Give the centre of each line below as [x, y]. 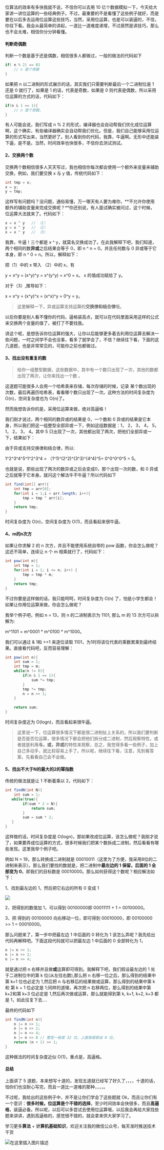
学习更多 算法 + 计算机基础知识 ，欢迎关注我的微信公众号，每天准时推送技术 [81, 1126]
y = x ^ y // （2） [26, 228]
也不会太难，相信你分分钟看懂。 [37, 32]
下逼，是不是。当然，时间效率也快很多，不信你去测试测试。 [65, 143]
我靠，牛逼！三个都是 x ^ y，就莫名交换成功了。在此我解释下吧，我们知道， [81, 242]
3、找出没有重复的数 [26, 358]
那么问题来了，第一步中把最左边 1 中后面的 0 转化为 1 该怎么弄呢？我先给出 [80, 935]
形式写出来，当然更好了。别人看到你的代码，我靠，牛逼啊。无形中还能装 [86, 137]
